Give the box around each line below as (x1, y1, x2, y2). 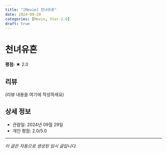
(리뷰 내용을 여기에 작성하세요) (5, 91, 65, 97)
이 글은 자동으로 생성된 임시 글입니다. (5, 143, 77, 149)
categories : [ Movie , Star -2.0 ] (5, 16, 70, 21)
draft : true (5, 21, 30, 26)
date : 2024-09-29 (5, 12, 41, 17)
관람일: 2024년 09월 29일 (12, 121, 64, 127)
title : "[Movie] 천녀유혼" (5, 7, 57, 12)
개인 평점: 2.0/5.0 (12, 128, 47, 134)
